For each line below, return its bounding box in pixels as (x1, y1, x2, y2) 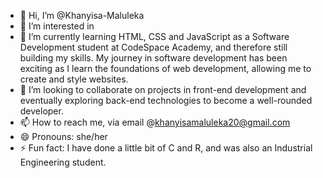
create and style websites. (19, 73, 129, 85)
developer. (19, 105, 64, 117)
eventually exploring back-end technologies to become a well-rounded (19, 95, 313, 106)
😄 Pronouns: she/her (19, 131, 108, 142)
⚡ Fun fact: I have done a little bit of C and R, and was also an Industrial (19, 142, 313, 154)
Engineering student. (19, 156, 107, 168)
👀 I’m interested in (19, 20, 95, 32)
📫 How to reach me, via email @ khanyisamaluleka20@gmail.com (19, 116, 291, 128)
